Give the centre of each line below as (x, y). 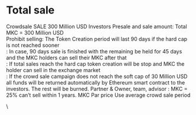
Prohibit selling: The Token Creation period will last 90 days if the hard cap (97, 39)
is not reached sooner (33, 45)
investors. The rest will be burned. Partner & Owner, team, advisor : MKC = (97, 89)
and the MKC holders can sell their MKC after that (66, 58)
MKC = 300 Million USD (35, 32)
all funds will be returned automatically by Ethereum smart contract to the (96, 82)
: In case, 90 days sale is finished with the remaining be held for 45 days (94, 51)
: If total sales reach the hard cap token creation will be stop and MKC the (95, 64)
